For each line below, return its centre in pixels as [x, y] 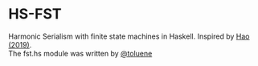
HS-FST [35, 14]
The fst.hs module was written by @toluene [80, 53]
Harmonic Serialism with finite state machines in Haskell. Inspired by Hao [129, 36]
